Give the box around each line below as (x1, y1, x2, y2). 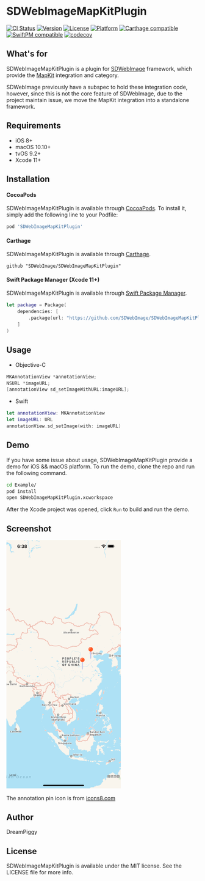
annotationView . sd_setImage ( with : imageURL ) (6, 423, 121, 429)
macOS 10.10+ (15, 143, 51, 150)
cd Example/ (6, 482, 37, 488)
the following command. (6, 469, 67, 476)
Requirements (6, 120, 61, 131)
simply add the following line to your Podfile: (6, 211, 118, 218)
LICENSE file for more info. (6, 869, 74, 876)
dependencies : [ (17, 309, 59, 315)
